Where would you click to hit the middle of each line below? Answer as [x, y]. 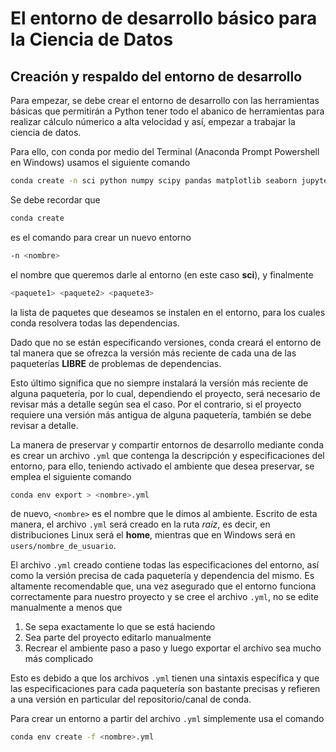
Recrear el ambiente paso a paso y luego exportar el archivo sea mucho [173, 648]
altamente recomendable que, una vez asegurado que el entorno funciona [163, 586]
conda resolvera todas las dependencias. [95, 323]
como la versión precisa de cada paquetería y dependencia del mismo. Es [162, 576]
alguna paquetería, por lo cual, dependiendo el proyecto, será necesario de [165, 393]
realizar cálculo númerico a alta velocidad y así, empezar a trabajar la [153, 121]
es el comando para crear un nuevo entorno [101, 237]
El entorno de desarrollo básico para [164, 18]
